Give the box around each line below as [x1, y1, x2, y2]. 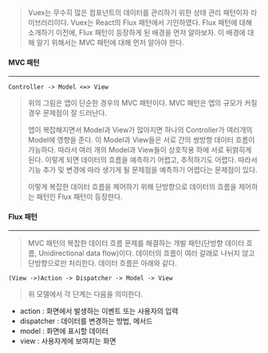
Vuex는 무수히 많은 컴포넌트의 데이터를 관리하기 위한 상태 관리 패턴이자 [27, 8, 250, 17]
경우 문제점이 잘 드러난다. [27, 108, 108, 118]
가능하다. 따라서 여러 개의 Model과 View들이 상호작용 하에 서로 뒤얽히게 [27, 145, 252, 155]
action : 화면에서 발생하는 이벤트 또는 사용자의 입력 [19, 307, 179, 316]
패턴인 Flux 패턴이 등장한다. [36, 192, 123, 202]
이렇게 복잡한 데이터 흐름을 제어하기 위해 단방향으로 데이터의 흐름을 [27, 182, 237, 192]
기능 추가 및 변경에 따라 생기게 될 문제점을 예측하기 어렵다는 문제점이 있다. [27, 165, 258, 175]
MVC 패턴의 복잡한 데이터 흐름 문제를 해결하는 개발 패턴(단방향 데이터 [27, 239, 245, 248]
